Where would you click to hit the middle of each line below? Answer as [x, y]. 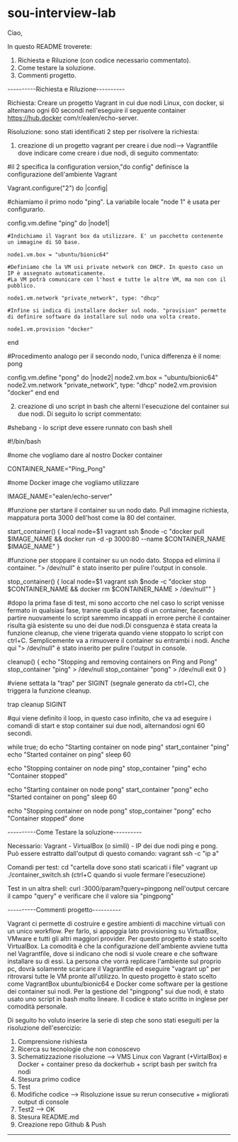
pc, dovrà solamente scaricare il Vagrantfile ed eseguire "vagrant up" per [114, 968]
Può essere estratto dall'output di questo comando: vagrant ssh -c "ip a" [113, 853]
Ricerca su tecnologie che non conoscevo [79, 1049]
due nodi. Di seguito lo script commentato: [80, 414]
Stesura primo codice [49, 1079]
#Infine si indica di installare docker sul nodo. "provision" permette [117, 310]
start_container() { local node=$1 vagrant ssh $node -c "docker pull [106, 531]
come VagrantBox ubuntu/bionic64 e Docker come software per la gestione [118, 984]
